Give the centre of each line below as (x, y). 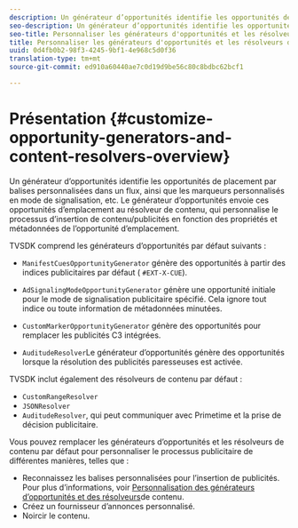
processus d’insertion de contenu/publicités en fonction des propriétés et (143, 219)
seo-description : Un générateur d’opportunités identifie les (126, 26)
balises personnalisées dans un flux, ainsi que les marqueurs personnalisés (147, 190)
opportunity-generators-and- (121, 138)
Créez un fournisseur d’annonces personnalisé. (108, 506)
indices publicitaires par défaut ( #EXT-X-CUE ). (105, 272)
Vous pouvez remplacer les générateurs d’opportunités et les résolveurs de (147, 442)
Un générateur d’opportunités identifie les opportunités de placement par (143, 181)
